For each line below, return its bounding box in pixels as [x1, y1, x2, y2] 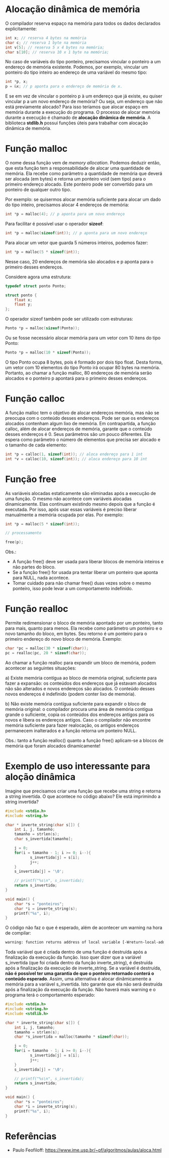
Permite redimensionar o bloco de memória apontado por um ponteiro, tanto [5, 620, 163, 626]
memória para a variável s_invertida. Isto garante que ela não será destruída [5, 981, 162, 987]
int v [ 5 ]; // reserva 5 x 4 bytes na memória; [5, 44, 105, 50]
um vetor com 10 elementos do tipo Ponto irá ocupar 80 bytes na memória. [5, 364, 160, 370]
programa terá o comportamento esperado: [5, 992, 96, 998]
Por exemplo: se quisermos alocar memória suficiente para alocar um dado [5, 196, 161, 203]
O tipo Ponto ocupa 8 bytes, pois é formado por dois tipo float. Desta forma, [5, 359, 163, 365]
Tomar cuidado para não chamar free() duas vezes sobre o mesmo [12, 580, 151, 586]
